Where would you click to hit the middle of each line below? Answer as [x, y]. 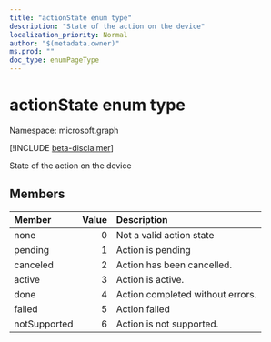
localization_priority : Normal [69, 35]
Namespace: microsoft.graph [64, 130]
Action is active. [150, 279]
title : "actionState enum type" [70, 18]
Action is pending [153, 249]
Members [37, 194]
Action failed [143, 308]
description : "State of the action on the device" [107, 26]
